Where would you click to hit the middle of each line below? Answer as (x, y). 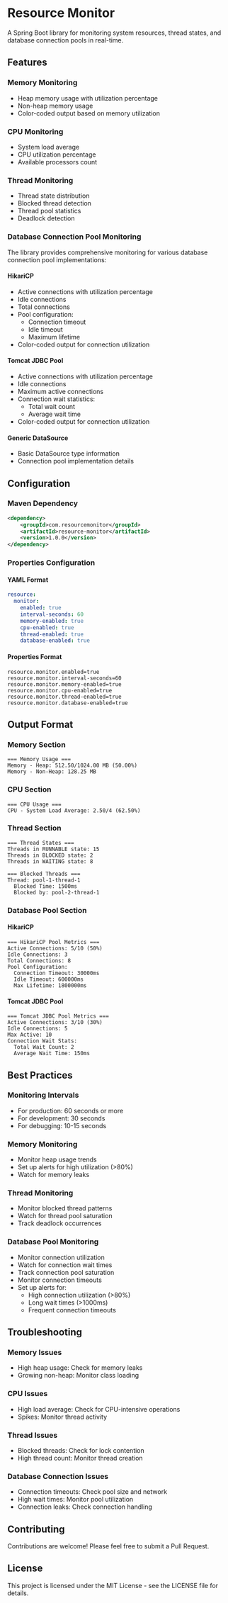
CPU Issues (28, 1394)
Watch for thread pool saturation (65, 1216)
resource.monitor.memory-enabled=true (64, 684)
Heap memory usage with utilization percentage (87, 98)
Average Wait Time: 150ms (52, 1054)
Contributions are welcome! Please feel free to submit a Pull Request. (108, 1546)
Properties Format (35, 656)
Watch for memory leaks (53, 1175)
